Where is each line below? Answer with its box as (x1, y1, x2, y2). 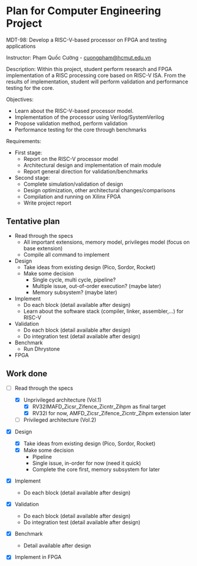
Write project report (23, 199, 72, 206)
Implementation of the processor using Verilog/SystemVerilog (14, 114, 165, 121)
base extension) (23, 244, 63, 252)
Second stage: (14, 174, 50, 181)
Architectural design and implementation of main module (23, 161, 162, 169)
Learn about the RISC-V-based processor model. (14, 107, 134, 114)
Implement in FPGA (14, 554, 62, 561)
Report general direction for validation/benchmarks (23, 167, 148, 175)
